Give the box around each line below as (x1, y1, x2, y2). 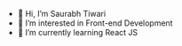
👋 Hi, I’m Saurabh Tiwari (17, 9, 107, 19)
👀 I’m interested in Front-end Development (17, 18, 173, 28)
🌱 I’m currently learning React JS (17, 27, 138, 37)
